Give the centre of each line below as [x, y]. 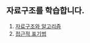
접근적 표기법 [31, 33]
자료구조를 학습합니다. [46, 11]
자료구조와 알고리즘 [38, 26]
